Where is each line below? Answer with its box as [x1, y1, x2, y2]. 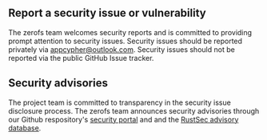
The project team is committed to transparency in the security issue [8, 98, 232, 107]
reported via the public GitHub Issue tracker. [8, 53, 154, 62]
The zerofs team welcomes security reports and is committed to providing [8, 27, 253, 37]
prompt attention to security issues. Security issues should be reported [8, 36, 242, 46]
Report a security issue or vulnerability [8, 6, 206, 20]
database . [8, 123, 42, 133]
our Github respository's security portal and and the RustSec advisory [8, 114, 239, 124]
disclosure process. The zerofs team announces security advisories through [8, 106, 260, 115]
